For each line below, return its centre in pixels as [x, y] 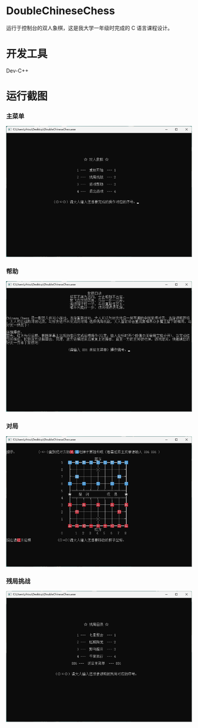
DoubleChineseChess [61, 11]
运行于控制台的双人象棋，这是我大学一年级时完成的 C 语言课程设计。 [90, 28]
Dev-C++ [17, 70]
